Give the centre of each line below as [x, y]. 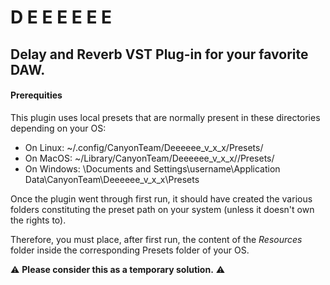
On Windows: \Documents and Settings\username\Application [152, 168]
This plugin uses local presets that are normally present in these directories [165, 117]
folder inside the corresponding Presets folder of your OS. [130, 250]
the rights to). [38, 220]
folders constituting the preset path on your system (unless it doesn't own [162, 209]
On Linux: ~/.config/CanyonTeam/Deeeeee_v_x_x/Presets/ [144, 147]
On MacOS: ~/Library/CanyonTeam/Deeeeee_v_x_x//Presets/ [149, 158]
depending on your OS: [58, 128]
